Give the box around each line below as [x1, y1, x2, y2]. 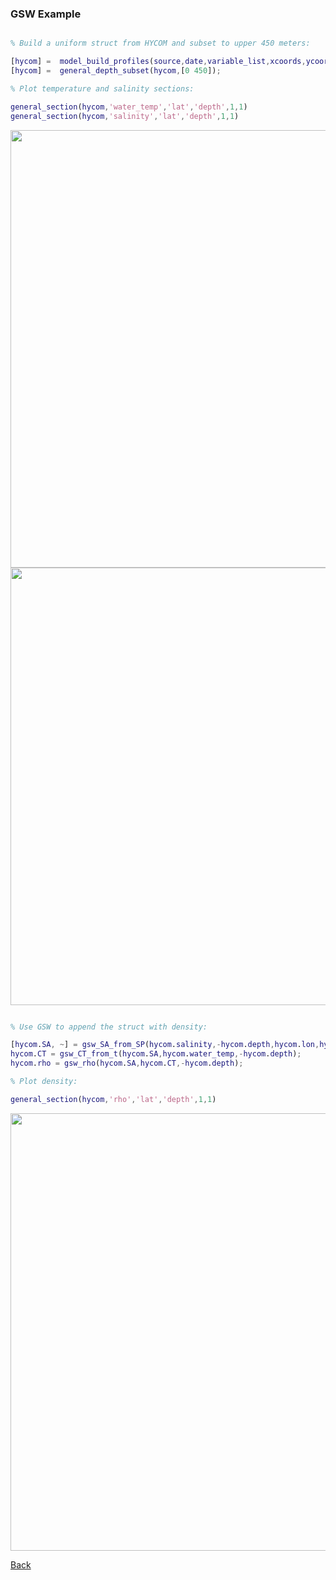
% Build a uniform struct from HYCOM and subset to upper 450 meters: [10, 38, 311, 49]
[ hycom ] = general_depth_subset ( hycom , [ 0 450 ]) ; [10, 66, 222, 76]
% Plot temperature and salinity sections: [10, 83, 195, 94]
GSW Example [10, 7, 82, 21]
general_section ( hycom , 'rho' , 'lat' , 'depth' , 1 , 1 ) [10, 1094, 217, 1104]
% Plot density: [10, 1077, 78, 1087]
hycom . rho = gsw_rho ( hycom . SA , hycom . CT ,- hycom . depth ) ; [10, 1058, 244, 1069]
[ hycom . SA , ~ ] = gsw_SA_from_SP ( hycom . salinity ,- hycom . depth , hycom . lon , [10, 1040, 320, 1050]
